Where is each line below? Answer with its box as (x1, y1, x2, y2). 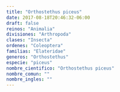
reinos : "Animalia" (6, 25, 55, 32)
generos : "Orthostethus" (6, 54, 69, 60)
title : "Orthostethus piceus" (6, 8, 83, 15)
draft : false (6, 20, 39, 26)
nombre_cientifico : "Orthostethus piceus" (6, 65, 115, 71)
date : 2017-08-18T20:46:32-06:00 (6, 15, 90, 21)
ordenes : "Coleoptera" (6, 43, 63, 49)
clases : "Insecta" (6, 37, 52, 43)
